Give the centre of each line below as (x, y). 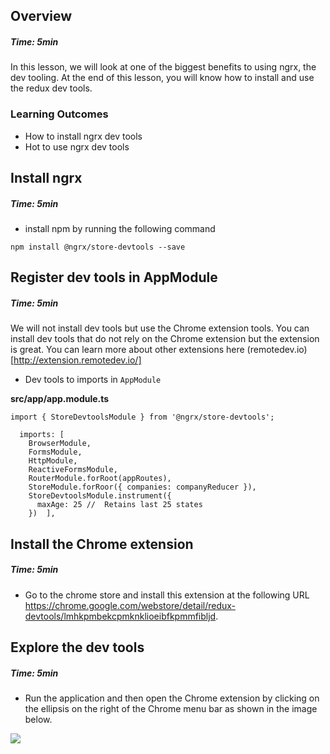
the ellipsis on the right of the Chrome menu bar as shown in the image (171, 709)
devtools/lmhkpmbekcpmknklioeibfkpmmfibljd (120, 616)
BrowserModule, (60, 444)
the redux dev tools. (51, 88)
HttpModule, (53, 461)
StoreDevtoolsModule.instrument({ (100, 496)
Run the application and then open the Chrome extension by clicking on (172, 698)
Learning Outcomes (59, 114)
